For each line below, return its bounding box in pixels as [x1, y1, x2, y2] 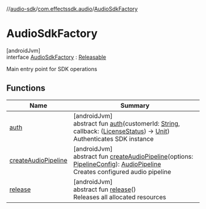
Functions [6, 83, 46, 94]
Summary [120, 101, 150, 110]
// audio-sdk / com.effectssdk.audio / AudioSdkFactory [6, 6, 138, 12]
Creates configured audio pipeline [73, 167, 172, 176]
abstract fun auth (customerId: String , [73, 119, 180, 127]
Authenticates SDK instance [73, 134, 154, 143]
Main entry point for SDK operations [6, 65, 97, 72]
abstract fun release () [73, 185, 136, 194]
